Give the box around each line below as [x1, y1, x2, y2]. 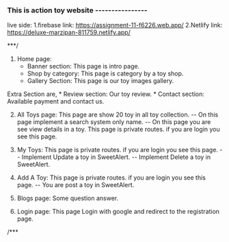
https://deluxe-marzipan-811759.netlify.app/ [7, 28, 131, 36]
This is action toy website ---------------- [7, 5, 148, 15]
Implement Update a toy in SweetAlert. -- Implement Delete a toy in [21, 153, 211, 161]
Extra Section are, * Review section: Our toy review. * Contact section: [7, 90, 205, 98]
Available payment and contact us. [7, 97, 105, 106]
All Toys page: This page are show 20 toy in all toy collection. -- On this [16, 110, 219, 119]
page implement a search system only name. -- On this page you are [16, 118, 211, 126]
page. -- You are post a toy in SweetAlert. [16, 181, 135, 189]
